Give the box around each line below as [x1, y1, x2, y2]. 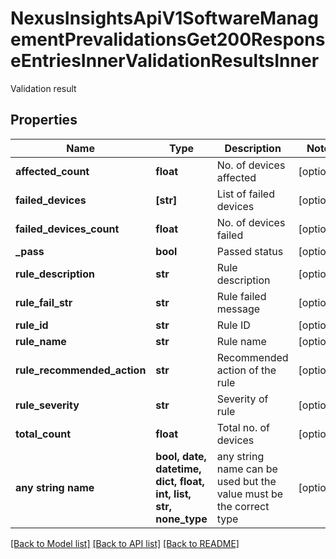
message [216, 302, 261, 316]
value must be [216, 487, 284, 501]
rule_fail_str [15, 295, 73, 309]
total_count [15, 427, 71, 441]
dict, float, [155, 474, 205, 488]
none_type [155, 512, 208, 526]
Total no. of [216, 420, 270, 434]
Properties [10, 112, 78, 129]
